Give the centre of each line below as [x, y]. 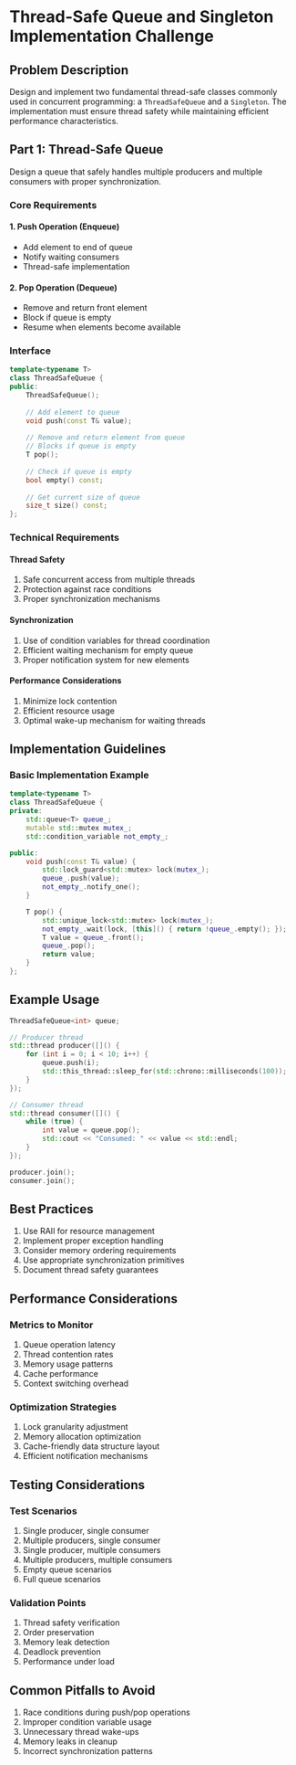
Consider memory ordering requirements [99, 1251]
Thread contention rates [68, 1355]
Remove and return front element [85, 308]
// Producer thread [46, 1037]
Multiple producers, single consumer [92, 1540]
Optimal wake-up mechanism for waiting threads [114, 720]
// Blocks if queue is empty [81, 446]
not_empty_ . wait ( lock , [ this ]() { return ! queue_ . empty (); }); [165, 929]
